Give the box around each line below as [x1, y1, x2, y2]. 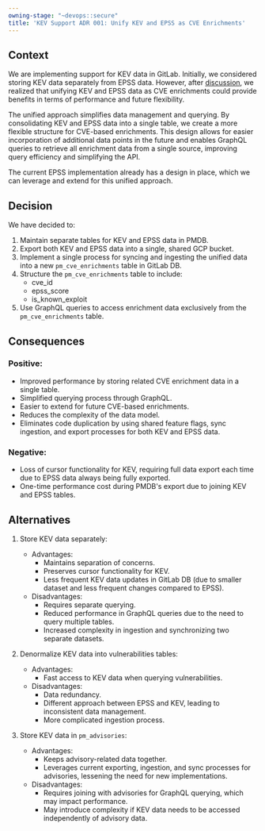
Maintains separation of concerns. [43, 557, 156, 567]
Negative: [8, 446, 47, 457]
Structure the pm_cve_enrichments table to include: [19, 269, 184, 279]
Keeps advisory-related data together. [43, 754, 168, 764]
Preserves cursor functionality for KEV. [43, 566, 170, 575]
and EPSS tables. [19, 490, 76, 500]
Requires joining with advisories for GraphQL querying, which [43, 787, 244, 798]
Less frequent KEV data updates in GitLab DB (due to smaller [43, 575, 242, 584]
